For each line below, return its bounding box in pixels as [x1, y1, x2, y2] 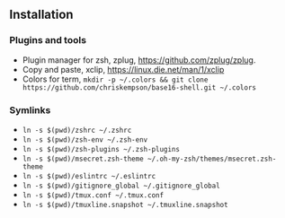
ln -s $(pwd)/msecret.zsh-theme [22, 154, 144, 163]
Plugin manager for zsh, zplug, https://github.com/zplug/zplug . [22, 54, 256, 65]
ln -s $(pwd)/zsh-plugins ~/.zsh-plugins [22, 144, 180, 153]
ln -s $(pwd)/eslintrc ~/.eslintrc [22, 171, 156, 180]
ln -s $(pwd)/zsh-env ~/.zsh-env [22, 135, 148, 144]
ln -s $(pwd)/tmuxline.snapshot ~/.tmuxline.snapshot [22, 200, 228, 209]
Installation [9, 7, 74, 22]
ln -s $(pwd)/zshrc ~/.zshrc [22, 126, 132, 135]
